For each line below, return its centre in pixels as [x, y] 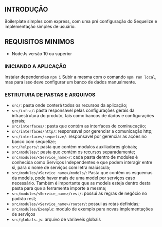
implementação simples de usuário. [40, 26]
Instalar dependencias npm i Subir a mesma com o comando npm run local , [81, 77]
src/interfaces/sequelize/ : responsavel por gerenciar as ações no [79, 136]
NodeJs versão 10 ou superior [42, 53]
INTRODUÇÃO [26, 10]
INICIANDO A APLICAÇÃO [36, 66]
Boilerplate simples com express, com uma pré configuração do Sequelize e [81, 21]
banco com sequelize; [34, 142]
